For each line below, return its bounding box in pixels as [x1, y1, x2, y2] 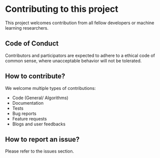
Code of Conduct [5, 39, 59, 48]
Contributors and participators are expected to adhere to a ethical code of [5, 52, 155, 58]
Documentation [12, 100, 44, 106]
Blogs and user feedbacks [12, 121, 65, 127]
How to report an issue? [5, 135, 80, 144]
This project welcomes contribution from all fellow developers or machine [5, 20, 155, 26]
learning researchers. [5, 25, 49, 31]
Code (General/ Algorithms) [12, 95, 69, 101]
